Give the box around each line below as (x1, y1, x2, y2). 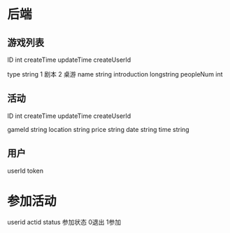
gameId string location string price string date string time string (7, 125, 190, 133)
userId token (7, 166, 44, 175)
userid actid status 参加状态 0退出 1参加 (7, 218, 121, 226)
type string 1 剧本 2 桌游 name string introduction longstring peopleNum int (7, 70, 223, 78)
